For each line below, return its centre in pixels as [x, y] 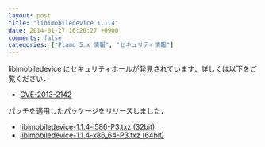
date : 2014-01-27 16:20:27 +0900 [63, 30]
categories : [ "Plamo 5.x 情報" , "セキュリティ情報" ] [91, 45]
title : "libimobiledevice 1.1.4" [63, 23]
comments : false [35, 38]
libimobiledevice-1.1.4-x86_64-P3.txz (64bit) [92, 135]
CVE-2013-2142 [46, 95]
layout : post [30, 15]
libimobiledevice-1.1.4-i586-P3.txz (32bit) [87, 127]
